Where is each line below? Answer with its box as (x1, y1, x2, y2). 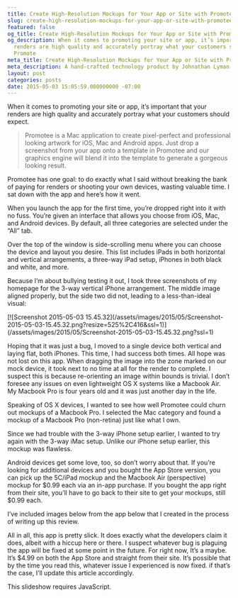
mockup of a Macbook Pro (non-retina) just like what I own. (7, 416, 181, 424)
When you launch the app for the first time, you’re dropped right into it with (7, 204, 227, 213)
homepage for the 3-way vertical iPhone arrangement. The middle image (7, 284, 221, 293)
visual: (7, 299, 27, 308)
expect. (7, 118, 30, 126)
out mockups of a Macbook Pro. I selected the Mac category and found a (7, 409, 221, 417)
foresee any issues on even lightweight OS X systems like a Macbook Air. (7, 380, 221, 388)
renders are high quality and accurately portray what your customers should (7, 110, 230, 118)
